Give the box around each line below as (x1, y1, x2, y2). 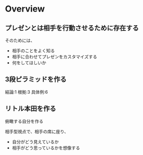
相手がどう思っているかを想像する (12, 145, 80, 151)
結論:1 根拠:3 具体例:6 (5, 89, 48, 95)
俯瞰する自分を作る (5, 118, 44, 124)
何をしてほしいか (12, 60, 47, 66)
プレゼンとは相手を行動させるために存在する (5, 24, 139, 32)
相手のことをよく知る (12, 48, 55, 54)
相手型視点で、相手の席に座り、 (5, 128, 69, 134)
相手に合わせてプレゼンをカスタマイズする (12, 54, 97, 59)
